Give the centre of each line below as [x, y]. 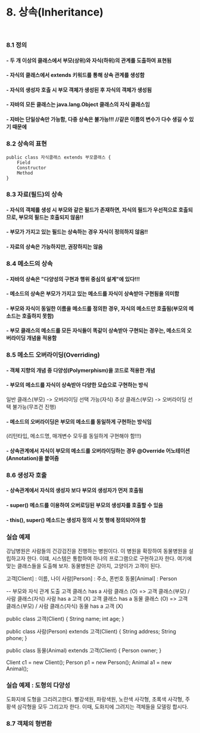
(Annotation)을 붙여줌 [33, 458]
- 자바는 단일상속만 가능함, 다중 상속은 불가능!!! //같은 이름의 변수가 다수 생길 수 [97, 119]
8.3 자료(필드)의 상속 [35, 194]
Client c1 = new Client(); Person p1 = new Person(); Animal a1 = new [89, 662]
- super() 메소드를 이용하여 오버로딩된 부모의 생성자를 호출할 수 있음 [85, 505]
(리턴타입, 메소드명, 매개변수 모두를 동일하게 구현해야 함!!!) [74, 436]
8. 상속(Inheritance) [55, 12]
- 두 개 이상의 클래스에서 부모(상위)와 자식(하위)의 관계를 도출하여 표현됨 [89, 60]
